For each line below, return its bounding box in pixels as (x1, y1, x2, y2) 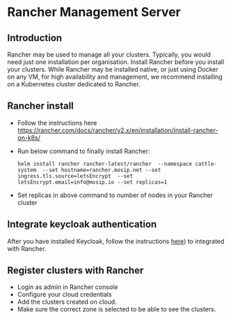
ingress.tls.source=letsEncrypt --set (17, 172, 134, 180)
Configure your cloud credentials (17, 290, 113, 299)
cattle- (194, 160, 217, 167)
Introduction (7, 32, 63, 44)
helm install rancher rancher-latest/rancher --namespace (17, 160, 193, 167)
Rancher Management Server (7, 4, 181, 20)
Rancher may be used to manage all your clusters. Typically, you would (7, 50, 211, 59)
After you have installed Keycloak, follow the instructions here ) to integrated (7, 237, 225, 245)
